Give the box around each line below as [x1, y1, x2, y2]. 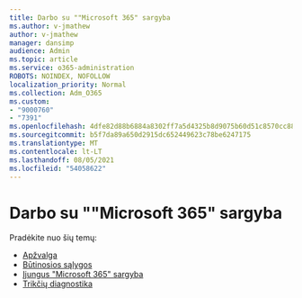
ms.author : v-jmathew [9, 22, 91, 31]
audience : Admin [9, 47, 70, 56]
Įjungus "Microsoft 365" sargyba [22, 269, 144, 280]
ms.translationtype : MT [9, 139, 99, 148]
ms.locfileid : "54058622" [9, 164, 106, 173]
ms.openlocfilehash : [9, 122, 87, 131]
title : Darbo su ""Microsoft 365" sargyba [9, 13, 171, 23]
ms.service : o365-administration [9, 64, 135, 73]
